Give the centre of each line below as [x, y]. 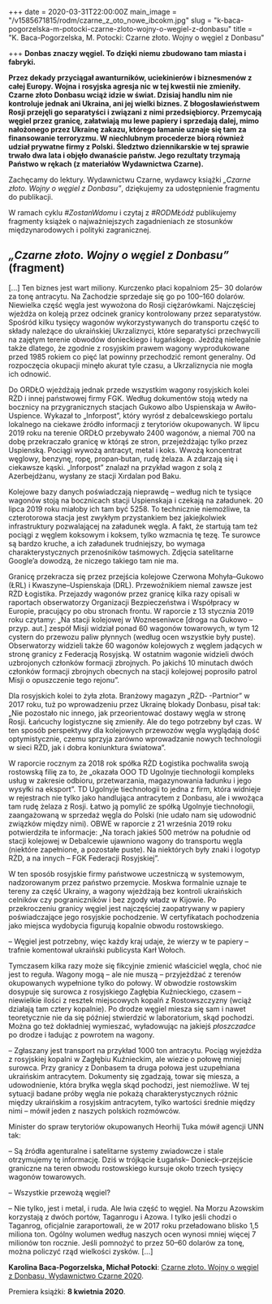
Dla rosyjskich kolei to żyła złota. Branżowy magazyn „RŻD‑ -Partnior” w [129, 695]
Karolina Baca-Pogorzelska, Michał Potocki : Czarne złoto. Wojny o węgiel [134, 1267]
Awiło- [246, 407]
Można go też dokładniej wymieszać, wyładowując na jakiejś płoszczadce [132, 1025]
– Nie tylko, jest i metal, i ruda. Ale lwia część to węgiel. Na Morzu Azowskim [136, 1208]
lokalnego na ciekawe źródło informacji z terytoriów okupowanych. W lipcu [134, 424]
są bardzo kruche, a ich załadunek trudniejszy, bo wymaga [107, 543]
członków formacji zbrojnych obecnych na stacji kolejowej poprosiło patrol [133, 671]
